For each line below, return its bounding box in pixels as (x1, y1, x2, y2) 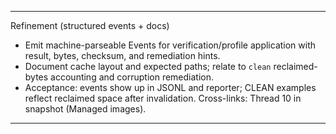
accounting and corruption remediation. (50, 71, 215, 83)
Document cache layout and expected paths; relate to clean (24, 61, 272, 72)
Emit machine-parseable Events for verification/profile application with (24, 39, 317, 51)
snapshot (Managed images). (24, 103, 147, 115)
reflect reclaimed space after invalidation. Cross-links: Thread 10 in (24, 92, 302, 104)
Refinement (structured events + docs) (10, 20, 170, 31)
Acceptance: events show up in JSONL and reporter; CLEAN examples (24, 82, 317, 93)
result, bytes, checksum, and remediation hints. (24, 50, 221, 61)
